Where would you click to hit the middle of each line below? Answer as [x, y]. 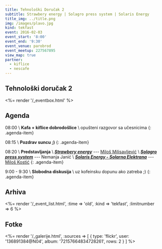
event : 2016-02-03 [24, 32]
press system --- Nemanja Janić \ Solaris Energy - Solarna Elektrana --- [80, 157]
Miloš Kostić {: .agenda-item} [34, 162]
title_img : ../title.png [30, 19]
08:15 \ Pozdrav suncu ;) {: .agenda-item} [47, 142]
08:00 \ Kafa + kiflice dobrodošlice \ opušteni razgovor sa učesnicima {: [78, 127]
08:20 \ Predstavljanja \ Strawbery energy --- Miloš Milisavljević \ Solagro [81, 152]
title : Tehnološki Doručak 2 [35, 10]
